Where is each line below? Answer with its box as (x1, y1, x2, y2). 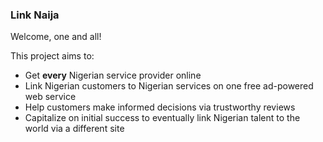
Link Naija (10, 8, 60, 22)
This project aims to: (10, 50, 95, 62)
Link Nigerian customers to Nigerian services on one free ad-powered (24, 80, 314, 92)
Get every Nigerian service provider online (24, 69, 202, 82)
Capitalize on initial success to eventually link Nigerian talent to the (24, 112, 301, 124)
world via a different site (24, 123, 125, 135)
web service (24, 91, 77, 103)
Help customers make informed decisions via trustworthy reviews (24, 101, 296, 113)
